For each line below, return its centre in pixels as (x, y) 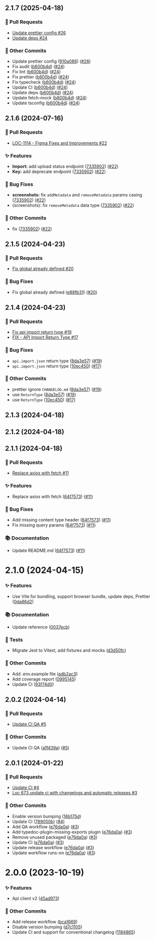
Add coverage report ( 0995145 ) (44, 679)
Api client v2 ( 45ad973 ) (36, 898)
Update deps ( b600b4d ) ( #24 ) (43, 92)
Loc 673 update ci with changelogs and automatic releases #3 (75, 793)
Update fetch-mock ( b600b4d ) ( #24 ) (49, 98)
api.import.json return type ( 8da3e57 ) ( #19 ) (57, 361)
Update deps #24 (30, 38)
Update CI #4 (26, 788)
